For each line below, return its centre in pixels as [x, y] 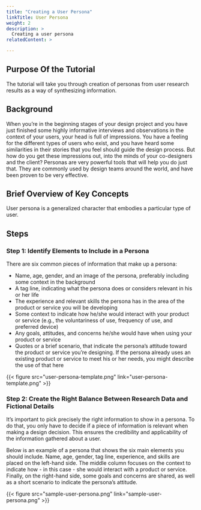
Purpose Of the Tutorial [51, 70]
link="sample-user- [138, 494]
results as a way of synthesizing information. [61, 90]
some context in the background [55, 282]
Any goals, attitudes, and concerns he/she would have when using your [103, 333]
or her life [27, 295]
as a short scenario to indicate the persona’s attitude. [72, 482]
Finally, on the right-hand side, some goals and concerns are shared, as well [100, 476]
